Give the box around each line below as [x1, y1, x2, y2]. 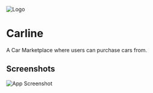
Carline [6, 27, 44, 40]
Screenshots [6, 64, 55, 74]
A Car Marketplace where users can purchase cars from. [6, 46, 148, 53]
